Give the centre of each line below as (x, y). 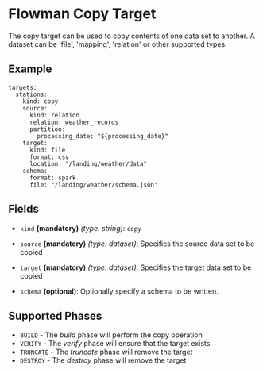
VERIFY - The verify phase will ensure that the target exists (115, 344)
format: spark (53, 178)
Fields (24, 209)
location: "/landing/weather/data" (88, 163)
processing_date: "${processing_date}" (103, 136)
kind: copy (41, 101)
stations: (31, 94)
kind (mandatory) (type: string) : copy (80, 228)
